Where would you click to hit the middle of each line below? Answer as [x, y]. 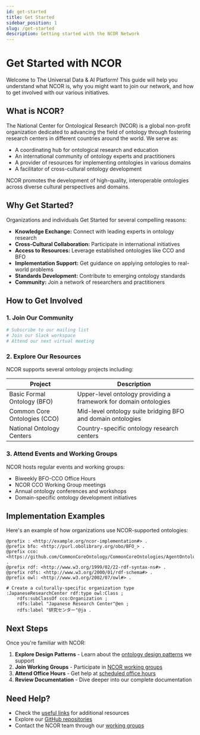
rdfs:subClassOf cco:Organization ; [62, 599]
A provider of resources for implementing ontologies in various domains [103, 162]
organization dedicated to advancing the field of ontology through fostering [99, 132]
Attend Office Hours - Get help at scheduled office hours [85, 674]
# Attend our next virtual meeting [50, 341]
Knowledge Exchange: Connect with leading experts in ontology [94, 231]
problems [42, 269]
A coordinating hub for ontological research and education [87, 150]
